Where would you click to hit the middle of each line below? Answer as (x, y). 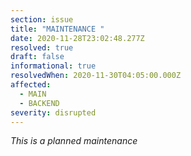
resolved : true (42, 47)
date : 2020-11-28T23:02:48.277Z (77, 38)
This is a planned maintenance (74, 141)
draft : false (37, 57)
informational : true (53, 66)
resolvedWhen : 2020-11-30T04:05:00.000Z (96, 76)
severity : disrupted (53, 112)
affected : (31, 85)
